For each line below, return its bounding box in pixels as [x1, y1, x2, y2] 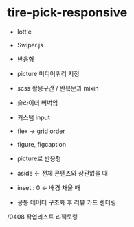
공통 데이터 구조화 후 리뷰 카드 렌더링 [16, 198, 117, 206]
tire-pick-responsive [7, 5, 128, 21]
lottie [16, 27, 32, 36]
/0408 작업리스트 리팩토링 [7, 213, 78, 221]
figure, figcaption [16, 140, 67, 148]
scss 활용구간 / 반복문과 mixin [16, 84, 99, 92]
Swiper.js [16, 40, 43, 49]
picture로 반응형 [16, 154, 62, 163]
